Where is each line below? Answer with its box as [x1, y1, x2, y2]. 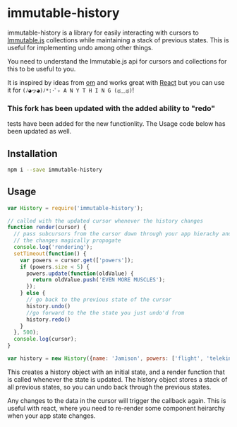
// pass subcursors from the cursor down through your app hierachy [13, 230, 219, 238]
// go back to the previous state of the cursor [25, 296, 172, 303]
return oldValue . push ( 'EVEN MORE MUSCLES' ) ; [32, 276, 166, 283]
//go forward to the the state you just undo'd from [25, 309, 185, 316]
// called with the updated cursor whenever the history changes [7, 217, 203, 224]
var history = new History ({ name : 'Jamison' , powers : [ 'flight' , [7, 355, 204, 362]
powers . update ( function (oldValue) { [25, 270, 134, 277]
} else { [20, 290, 46, 297]
